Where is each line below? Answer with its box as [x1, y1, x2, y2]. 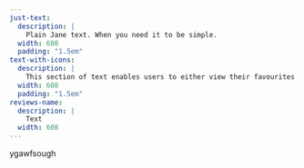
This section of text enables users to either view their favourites [25, 73, 296, 82]
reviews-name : [9, 97, 64, 107]
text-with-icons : [9, 55, 76, 64]
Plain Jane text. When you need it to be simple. [25, 30, 218, 39]
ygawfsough [9, 148, 56, 159]
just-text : [9, 13, 51, 23]
